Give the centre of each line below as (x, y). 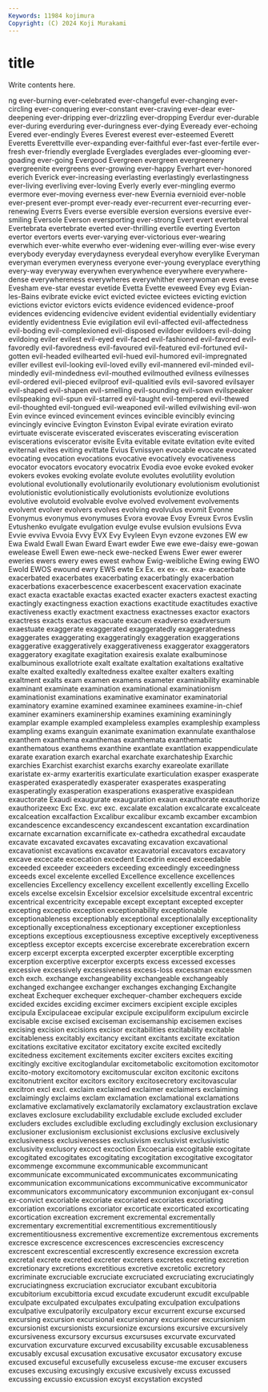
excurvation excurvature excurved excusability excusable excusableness (128, 1345)
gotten (19, 356)
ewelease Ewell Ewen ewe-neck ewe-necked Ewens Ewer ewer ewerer (125, 552)
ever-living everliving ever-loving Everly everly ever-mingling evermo (122, 186)
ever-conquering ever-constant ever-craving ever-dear (125, 109)
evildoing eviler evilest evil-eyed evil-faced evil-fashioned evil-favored (124, 339)
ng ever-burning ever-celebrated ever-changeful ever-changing (114, 100)
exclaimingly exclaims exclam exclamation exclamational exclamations (124, 1098)
